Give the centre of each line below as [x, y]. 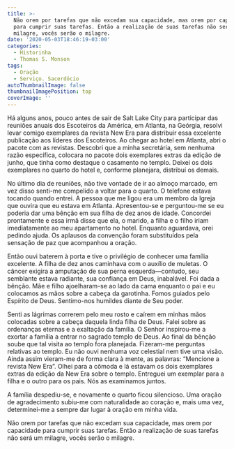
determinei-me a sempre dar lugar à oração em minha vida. [93, 410]
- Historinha [32, 53]
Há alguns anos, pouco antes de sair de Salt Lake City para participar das [112, 118]
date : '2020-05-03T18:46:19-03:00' [59, 40]
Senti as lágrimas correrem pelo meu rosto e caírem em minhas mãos [107, 314]
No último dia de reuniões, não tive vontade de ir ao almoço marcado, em [112, 183]
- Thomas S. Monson [42, 59]
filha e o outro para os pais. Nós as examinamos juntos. [87, 381]
